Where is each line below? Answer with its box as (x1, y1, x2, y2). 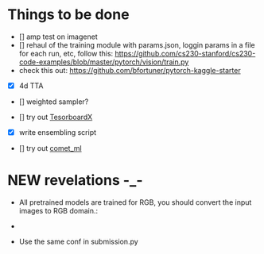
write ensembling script (18, 128, 97, 137)
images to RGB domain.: (18, 206, 99, 215)
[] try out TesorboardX (18, 113, 93, 121)
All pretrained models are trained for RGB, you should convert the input (18, 198, 252, 207)
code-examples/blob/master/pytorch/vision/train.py (18, 57, 189, 67)
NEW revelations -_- (7, 171, 144, 190)
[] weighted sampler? (18, 97, 89, 106)
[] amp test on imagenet (18, 32, 98, 41)
